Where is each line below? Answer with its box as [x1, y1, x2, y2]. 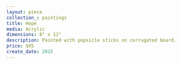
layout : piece [6, 9, 43, 15]
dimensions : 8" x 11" [6, 32, 62, 38]
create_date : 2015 [6, 49, 53, 55]
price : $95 [6, 43, 34, 49]
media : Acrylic [6, 26, 45, 32]
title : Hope [6, 20, 37, 26]
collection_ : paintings [6, 15, 67, 21]
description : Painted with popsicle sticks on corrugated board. [6, 37, 176, 43]
